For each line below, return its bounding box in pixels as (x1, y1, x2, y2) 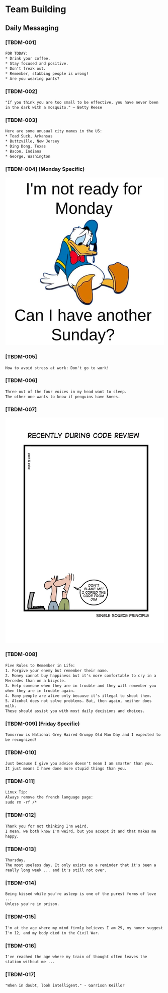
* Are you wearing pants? (5, 76, 59, 81)
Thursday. (5, 858, 26, 863)
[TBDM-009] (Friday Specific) (5, 720, 80, 727)
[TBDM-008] (5, 651, 38, 658)
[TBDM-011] (5, 778, 35, 785)
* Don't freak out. (5, 66, 46, 71)
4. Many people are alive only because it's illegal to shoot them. (5, 693, 152, 698)
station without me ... (5, 959, 55, 964)
